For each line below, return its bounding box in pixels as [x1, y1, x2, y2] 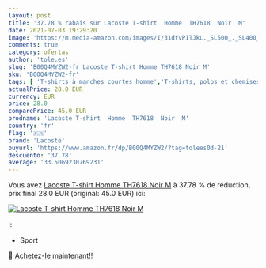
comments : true [8, 41, 59, 49]
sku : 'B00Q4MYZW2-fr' [8, 70, 80, 78]
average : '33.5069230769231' [8, 159, 104, 167]
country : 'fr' [8, 122, 55, 130]
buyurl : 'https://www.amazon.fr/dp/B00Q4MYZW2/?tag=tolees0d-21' [8, 144, 228, 152]
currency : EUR [8, 92, 55, 100]
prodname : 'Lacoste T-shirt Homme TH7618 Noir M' [8, 115, 190, 123]
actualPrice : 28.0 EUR [8, 85, 83, 93]
